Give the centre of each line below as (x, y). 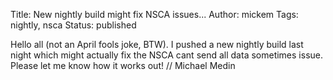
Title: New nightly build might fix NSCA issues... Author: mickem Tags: (154, 14)
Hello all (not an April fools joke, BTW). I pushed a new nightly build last (157, 44)
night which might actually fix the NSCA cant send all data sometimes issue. (167, 55)
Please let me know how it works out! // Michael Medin (123, 65)
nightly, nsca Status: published (73, 25)
